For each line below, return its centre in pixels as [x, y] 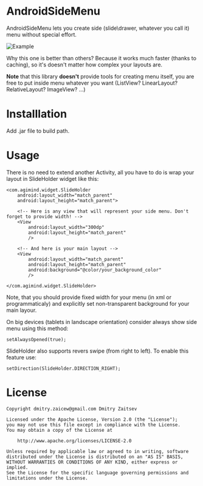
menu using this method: [37, 328]
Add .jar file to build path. [38, 131]
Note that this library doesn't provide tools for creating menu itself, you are [100, 76]
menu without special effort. [42, 34]
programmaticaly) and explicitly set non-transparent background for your [98, 303]
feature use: [21, 357]
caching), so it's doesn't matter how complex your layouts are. [84, 65]
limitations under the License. [47, 478]
